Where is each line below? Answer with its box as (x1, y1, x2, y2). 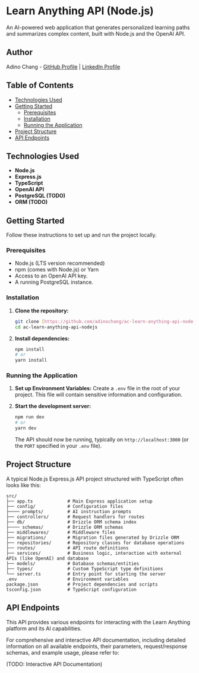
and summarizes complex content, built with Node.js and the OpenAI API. (6, 30, 186, 37)
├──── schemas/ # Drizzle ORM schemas (6, 524, 124, 530)
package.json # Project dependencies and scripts (6, 581, 159, 587)
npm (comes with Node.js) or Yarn (14, 266, 99, 273)
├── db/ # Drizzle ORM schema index (6, 519, 137, 525)
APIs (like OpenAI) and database (6, 555, 89, 561)
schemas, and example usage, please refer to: (6, 649, 119, 656)
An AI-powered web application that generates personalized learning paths (6, 24, 190, 31)
